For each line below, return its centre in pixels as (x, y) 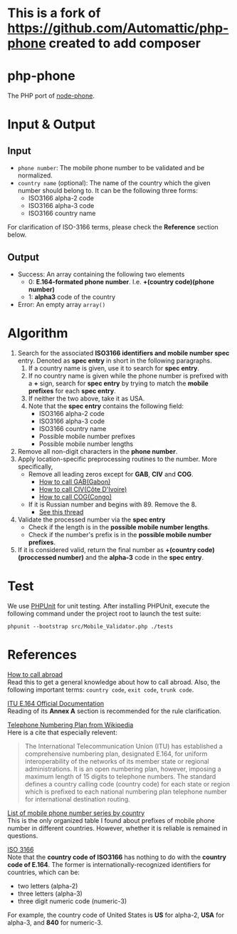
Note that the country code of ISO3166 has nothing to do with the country (117, 857)
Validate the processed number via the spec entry (91, 519)
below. (17, 235)
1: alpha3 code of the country (72, 296)
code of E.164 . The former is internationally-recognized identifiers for (109, 864)
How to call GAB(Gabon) (75, 482)
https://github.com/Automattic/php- (118, 28)
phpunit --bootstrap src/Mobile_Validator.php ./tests (90, 626)
